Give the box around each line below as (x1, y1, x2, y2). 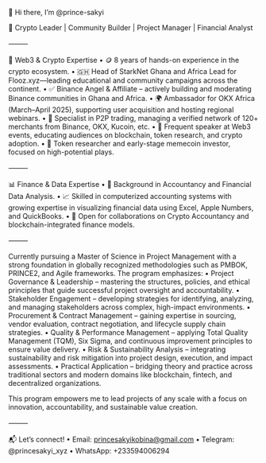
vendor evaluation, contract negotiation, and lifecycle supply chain (8, 319, 226, 329)
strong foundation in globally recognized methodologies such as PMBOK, (8, 260, 249, 270)
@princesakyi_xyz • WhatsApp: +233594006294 (8, 446, 170, 455)
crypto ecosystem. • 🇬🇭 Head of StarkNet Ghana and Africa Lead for (8, 67, 237, 76)
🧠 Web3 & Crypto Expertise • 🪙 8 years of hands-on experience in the (8, 56, 240, 64)
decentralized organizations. (8, 379, 102, 387)
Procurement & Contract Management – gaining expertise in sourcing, (8, 311, 237, 320)
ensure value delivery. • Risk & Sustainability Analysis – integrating (8, 344, 226, 354)
